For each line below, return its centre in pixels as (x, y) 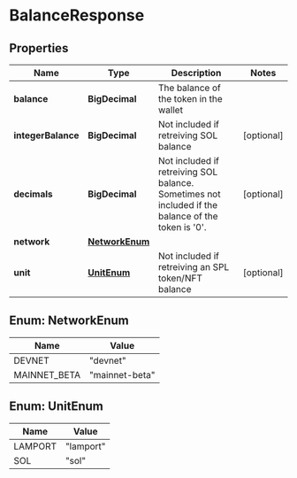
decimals (33, 194)
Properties (39, 48)
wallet (171, 110)
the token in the (190, 99)
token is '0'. (182, 227)
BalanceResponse (77, 15)
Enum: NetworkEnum (69, 321)
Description (196, 73)
